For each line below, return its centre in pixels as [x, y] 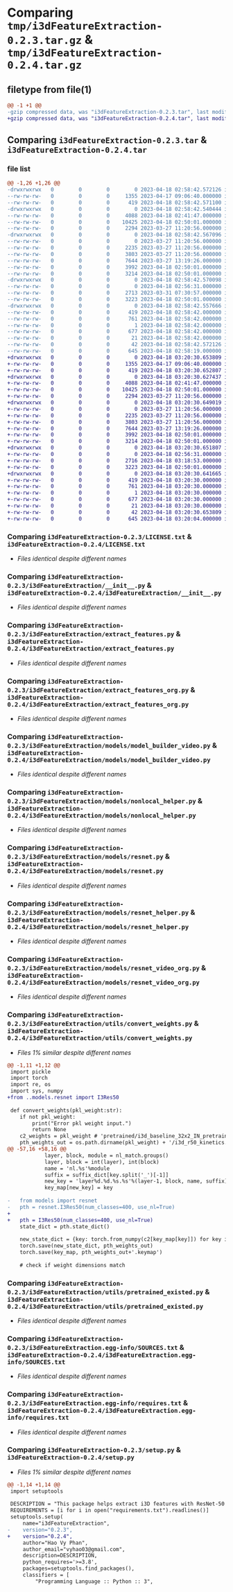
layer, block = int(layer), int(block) [102, 1162]
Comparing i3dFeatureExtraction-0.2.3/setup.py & [94, 1450]
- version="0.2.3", [40, 1530]
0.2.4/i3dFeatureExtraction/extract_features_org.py [98, 704]
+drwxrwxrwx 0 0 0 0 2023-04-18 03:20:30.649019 [114, 403]
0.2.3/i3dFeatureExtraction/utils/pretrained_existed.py [105, 1292]
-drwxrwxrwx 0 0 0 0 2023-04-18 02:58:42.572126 [114, 190]
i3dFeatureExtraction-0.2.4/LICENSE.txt [76, 544]
